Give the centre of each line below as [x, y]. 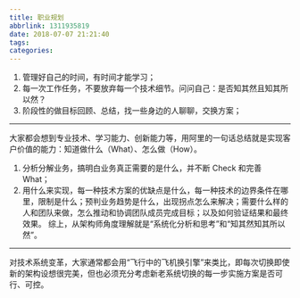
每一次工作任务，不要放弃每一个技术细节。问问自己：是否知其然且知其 [151, 88]
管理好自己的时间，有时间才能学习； [89, 78]
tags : [19, 42]
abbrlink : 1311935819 [50, 26]
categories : [31, 51]
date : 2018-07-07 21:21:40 [59, 34]
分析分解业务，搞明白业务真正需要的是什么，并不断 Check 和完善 [142, 168]
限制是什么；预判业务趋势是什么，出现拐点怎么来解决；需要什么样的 [163, 202]
